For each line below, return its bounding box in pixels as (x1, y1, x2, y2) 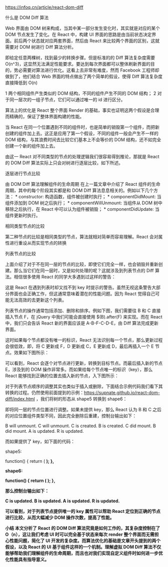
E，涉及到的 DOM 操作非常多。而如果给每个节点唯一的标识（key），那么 (5, 367, 153, 372)
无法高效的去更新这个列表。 (9, 297, 66, 303)
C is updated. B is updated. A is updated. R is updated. (5, 498, 120, 504)
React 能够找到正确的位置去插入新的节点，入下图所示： (5, 373, 119, 379)
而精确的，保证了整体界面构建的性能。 (5, 114, 84, 119)
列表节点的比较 (5, 250, 36, 256)
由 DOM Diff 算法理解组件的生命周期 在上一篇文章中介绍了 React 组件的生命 (5, 181, 160, 187)
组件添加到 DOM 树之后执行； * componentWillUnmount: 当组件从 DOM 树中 (5, 200, 162, 206)
